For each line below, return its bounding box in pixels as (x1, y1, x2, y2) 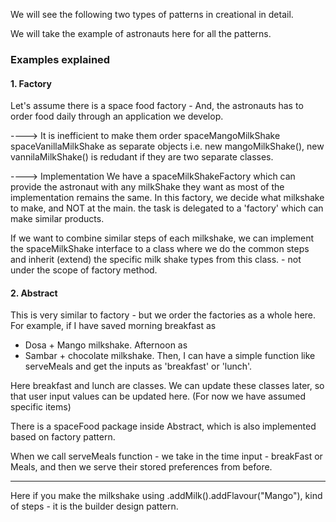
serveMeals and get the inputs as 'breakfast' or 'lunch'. (24, 360, 253, 373)
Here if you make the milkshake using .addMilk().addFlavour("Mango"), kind (10, 490, 323, 502)
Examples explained (10, 52, 111, 66)
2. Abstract (10, 287, 58, 299)
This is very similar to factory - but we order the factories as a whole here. (10, 309, 317, 321)
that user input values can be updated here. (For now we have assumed (10, 390, 307, 403)
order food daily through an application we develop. (10, 110, 224, 123)
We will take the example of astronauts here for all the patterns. (10, 28, 272, 39)
